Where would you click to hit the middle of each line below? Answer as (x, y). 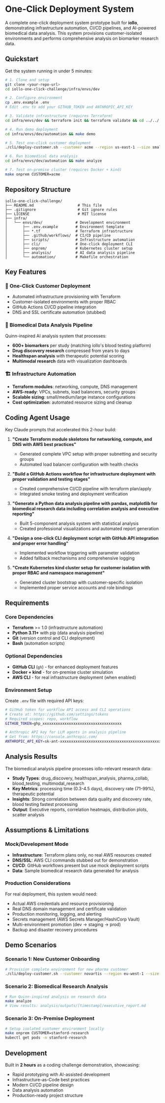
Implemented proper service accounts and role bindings (76, 587)
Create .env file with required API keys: (45, 701)
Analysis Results (31, 757)
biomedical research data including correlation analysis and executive (85, 508)
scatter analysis (28, 814)
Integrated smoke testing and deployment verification (74, 494)
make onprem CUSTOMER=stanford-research (47, 1033)
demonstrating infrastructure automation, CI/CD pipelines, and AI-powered (81, 28)
